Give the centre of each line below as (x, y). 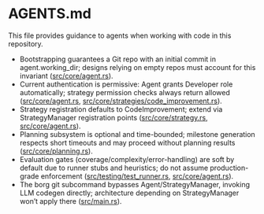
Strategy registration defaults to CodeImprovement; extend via (121, 109)
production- (229, 168)
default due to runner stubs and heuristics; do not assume (114, 168)
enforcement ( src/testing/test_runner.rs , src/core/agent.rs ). (137, 176)
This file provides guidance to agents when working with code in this (120, 35)
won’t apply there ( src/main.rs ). (71, 201)
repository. (26, 43)
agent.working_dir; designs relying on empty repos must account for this (138, 67)
